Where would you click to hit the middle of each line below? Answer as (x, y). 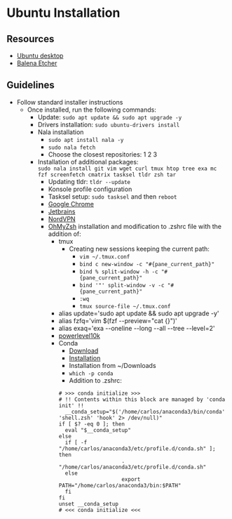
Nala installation (61, 132)
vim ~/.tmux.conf (105, 257)
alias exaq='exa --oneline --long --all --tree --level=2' (137, 328)
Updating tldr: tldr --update (89, 181)
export (131, 479)
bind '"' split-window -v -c (122, 285)
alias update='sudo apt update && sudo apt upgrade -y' (139, 313)
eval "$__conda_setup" (98, 430)
